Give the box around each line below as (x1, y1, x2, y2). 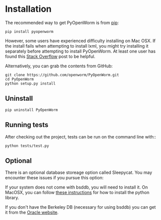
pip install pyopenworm (5, 29, 54, 34)
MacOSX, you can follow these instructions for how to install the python (5, 190, 150, 195)
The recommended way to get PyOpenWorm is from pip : (5, 20, 119, 26)
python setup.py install (5, 81, 56, 86)
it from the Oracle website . (5, 210, 59, 216)
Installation (5, 3, 52, 15)
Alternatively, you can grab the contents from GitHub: (5, 63, 113, 69)
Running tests (5, 121, 49, 129)
